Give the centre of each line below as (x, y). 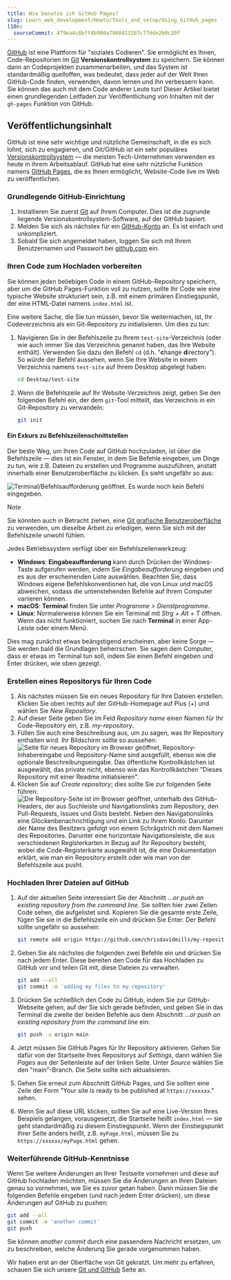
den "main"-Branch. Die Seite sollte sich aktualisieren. (94, 1069)
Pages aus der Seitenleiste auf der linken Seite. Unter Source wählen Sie (120, 1062)
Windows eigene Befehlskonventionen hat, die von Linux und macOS (115, 583)
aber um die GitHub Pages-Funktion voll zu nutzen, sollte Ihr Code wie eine (114, 289)
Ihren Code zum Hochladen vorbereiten (75, 266)
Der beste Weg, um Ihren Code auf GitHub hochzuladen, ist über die (104, 451)
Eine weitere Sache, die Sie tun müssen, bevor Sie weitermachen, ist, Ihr (110, 317)
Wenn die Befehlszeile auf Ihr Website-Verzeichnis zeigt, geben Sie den (119, 392)
